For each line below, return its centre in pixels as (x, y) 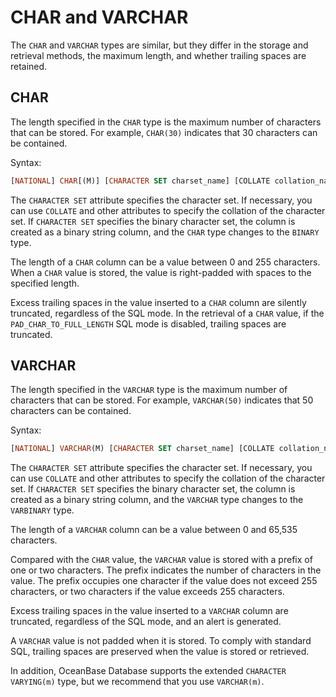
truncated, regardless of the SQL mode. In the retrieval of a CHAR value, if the (167, 313)
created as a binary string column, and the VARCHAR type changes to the (157, 500)
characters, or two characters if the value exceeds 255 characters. (147, 592)
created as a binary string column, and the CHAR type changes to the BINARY (165, 232)
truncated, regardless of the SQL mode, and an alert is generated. (146, 622)
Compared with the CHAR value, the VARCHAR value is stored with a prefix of (161, 560)
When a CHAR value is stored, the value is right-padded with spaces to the (161, 272)
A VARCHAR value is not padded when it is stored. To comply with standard (161, 641)
